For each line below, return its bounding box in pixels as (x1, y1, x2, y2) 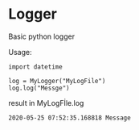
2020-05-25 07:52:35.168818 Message (8, 114, 131, 122)
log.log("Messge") (8, 84, 70, 92)
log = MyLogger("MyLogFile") (8, 77, 106, 85)
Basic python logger (8, 31, 75, 41)
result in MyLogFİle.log (8, 98, 84, 107)
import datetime (8, 62, 63, 71)
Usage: (8, 47, 32, 57)
